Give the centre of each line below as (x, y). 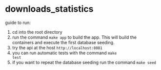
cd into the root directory (37, 32)
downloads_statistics (49, 9)
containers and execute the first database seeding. (63, 42)
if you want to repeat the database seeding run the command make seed (84, 62)
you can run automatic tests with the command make (64, 53)
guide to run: (18, 23)
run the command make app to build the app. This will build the (74, 37)
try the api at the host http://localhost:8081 (57, 47)
